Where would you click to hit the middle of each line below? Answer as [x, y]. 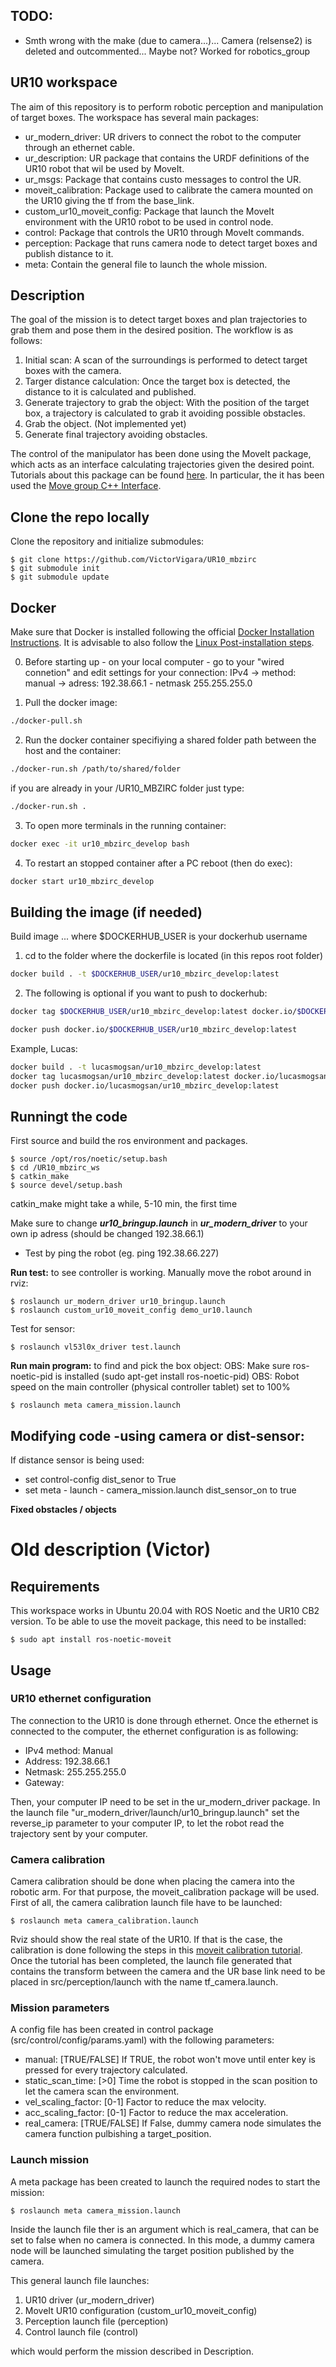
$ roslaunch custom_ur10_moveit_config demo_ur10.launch [131, 1310]
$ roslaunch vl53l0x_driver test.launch [96, 1347]
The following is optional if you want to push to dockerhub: [146, 993]
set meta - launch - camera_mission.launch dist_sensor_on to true [160, 1490]
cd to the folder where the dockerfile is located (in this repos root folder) [173, 956]
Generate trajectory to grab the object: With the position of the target [167, 403]
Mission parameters [60, 2008]
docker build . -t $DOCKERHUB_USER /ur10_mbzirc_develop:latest [145, 974]
